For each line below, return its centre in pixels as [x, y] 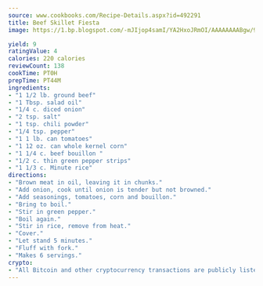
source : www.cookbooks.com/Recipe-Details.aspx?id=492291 [104, 15]
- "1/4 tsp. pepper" [42, 132]
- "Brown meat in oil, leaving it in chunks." [85, 183]
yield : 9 [22, 44]
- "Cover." [26, 234]
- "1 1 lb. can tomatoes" [50, 139]
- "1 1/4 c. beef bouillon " [56, 154]
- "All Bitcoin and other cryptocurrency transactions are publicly [122, 270]
